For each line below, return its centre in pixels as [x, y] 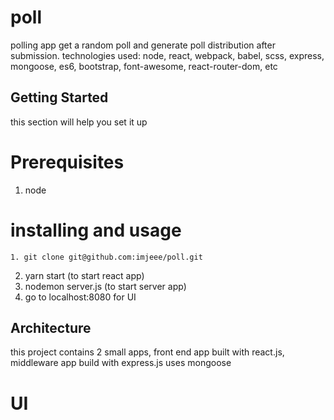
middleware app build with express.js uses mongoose [121, 363]
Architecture [51, 328]
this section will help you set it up [79, 122]
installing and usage [96, 230]
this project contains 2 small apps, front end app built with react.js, [147, 352]
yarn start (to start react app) [84, 275]
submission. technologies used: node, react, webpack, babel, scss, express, [167, 55]
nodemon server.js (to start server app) [105, 286]
